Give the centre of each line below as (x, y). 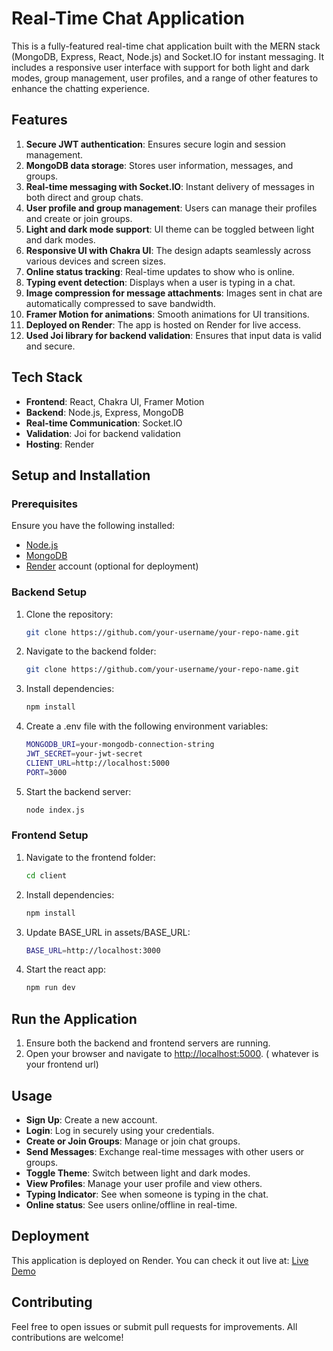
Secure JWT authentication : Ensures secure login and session (155, 144)
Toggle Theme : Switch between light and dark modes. (138, 1173)
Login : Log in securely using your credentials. (120, 1130)
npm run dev (50, 988)
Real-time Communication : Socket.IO (104, 423)
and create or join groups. (79, 218)
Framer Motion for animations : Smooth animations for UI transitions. (167, 314)
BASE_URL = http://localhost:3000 (93, 950)
